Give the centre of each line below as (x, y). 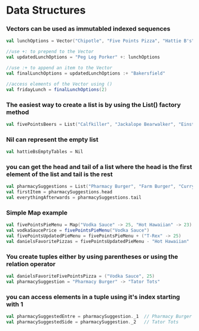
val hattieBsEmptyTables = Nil (45, 152)
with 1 (15, 304)
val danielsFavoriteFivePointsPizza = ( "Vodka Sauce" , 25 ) (81, 276)
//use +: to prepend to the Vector (50, 52)
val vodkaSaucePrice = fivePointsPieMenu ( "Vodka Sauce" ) (78, 231)
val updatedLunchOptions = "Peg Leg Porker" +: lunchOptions (83, 57)
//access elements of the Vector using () (59, 84)
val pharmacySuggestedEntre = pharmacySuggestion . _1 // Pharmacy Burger (99, 317)
